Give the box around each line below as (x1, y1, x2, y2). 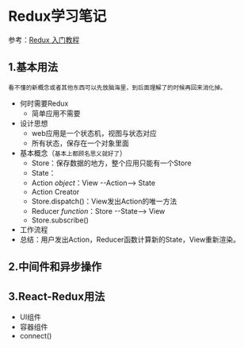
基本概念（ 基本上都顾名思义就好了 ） (19, 148, 127, 157)
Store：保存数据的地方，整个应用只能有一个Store (31, 158, 192, 168)
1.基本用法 (8, 60, 59, 74)
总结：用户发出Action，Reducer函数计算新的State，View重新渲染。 (19, 234, 240, 244)
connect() (19, 331, 52, 340)
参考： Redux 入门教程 (8, 35, 80, 44)
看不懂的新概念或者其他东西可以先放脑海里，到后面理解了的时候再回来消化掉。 (8, 83, 227, 91)
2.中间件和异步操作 (8, 260, 102, 274)
